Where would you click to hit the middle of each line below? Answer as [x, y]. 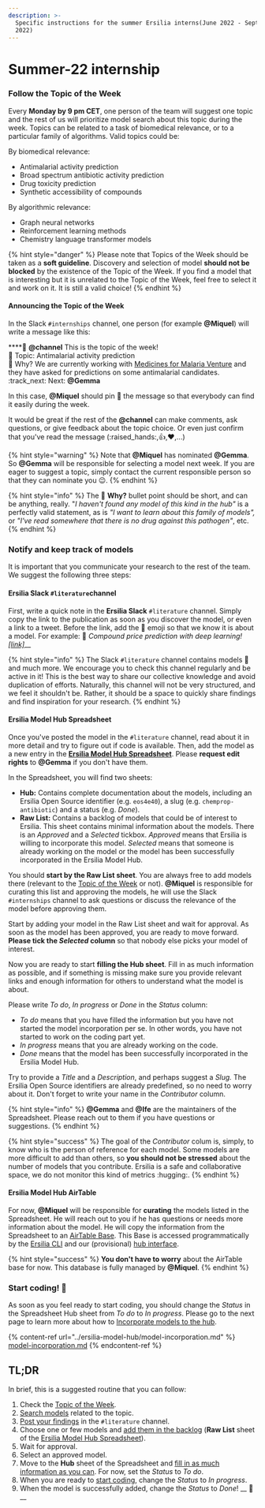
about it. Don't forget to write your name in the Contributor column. [117, 1094]
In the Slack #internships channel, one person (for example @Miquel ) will [129, 323]
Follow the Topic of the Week [65, 94]
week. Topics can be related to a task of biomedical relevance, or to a [121, 128]
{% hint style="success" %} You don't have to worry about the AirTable [125, 1259]
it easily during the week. [49, 405]
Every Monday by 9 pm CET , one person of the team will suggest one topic [131, 110]
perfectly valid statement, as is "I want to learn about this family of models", [132, 513]
